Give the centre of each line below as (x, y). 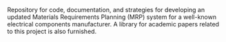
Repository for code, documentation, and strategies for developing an (106, 10)
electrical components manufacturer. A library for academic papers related (113, 24)
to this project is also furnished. (52, 31)
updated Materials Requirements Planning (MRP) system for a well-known (112, 17)
